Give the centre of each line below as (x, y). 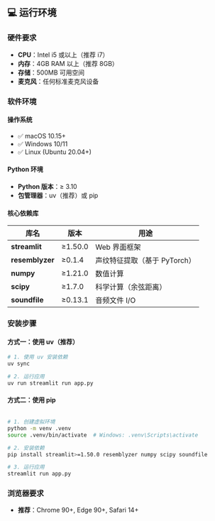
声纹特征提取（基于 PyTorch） (146, 260)
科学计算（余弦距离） (131, 287)
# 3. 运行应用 (26, 467)
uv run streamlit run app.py (50, 383)
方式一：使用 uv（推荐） (43, 341)
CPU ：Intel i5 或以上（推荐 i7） (63, 55)
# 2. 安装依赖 (26, 448)
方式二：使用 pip (32, 400)
